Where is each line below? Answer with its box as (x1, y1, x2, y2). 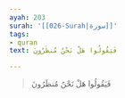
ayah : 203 (9, 12, 46, 22)
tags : (9, 29, 29, 38)
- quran (9, 37, 38, 47)
